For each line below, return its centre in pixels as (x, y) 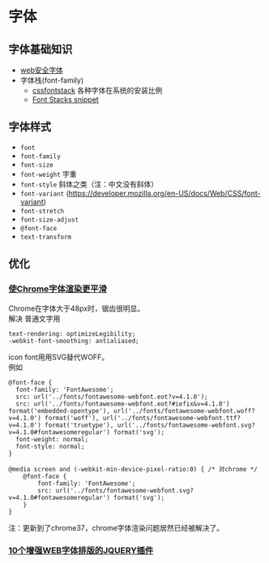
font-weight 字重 (48, 174)
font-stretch (42, 211)
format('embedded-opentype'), (60, 410)
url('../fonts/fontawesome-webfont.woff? (184, 410)
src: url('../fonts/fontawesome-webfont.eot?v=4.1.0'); (112, 397)
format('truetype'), (79, 425)
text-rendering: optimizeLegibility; (72, 333)
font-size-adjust (49, 220)
